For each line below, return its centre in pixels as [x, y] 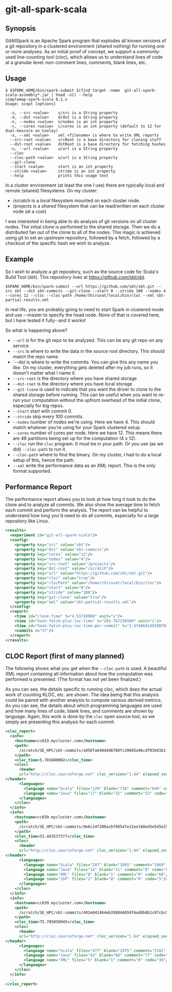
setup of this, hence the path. [44, 460]
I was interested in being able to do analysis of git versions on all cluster [81, 221]
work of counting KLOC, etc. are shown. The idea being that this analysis [82, 695]
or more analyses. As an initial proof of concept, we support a [70, 52]
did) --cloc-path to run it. [39, 449]
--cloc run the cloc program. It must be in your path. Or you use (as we [88, 443]
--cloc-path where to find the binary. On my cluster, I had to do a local [87, 454]
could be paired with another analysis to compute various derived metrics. [84, 700]
